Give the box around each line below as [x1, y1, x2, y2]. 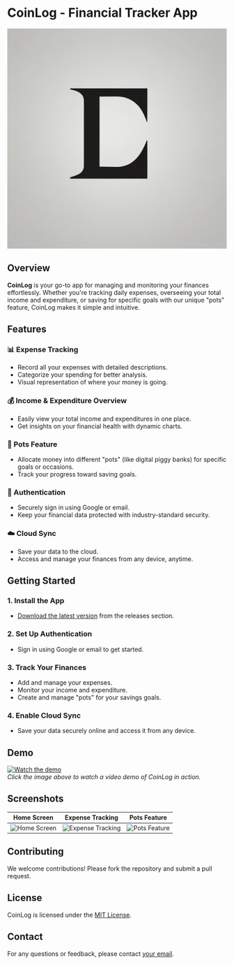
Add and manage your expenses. [17, 678, 113, 686]
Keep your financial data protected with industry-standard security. [17, 511, 210, 519]
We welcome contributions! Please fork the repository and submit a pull [7, 864, 212, 873]
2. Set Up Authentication [7, 629, 93, 639]
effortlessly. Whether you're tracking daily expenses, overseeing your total [7, 288, 221, 296]
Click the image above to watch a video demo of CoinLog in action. [7, 773, 201, 781]
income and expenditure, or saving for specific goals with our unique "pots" [7, 296, 225, 304]
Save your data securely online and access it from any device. [17, 727, 196, 735]
